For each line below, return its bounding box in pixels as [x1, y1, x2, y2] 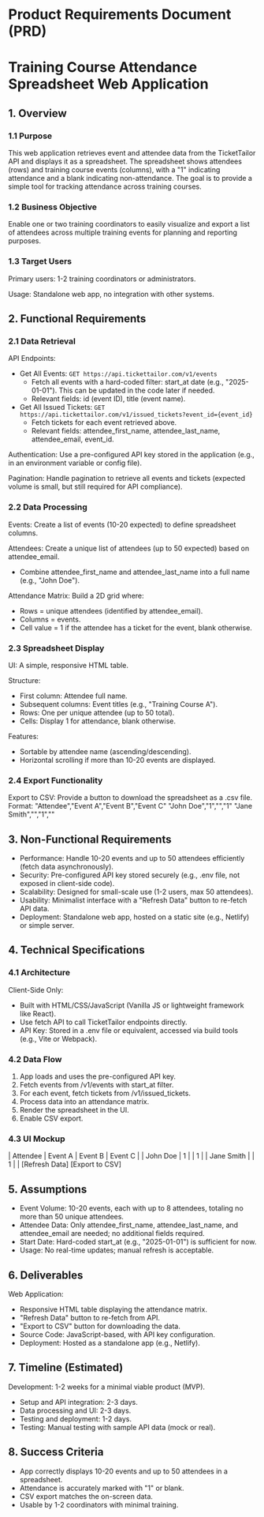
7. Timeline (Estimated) [8, 1361, 124, 1375]
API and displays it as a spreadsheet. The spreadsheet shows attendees [8, 156, 243, 167]
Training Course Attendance [8, 58, 198, 77]
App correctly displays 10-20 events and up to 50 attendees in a [19, 1466, 229, 1476]
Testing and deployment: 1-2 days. [19, 1414, 132, 1423]
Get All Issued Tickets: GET [19, 403, 106, 412]
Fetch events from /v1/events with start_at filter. [19, 1080, 174, 1090]
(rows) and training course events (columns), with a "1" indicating [8, 165, 221, 175]
